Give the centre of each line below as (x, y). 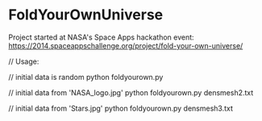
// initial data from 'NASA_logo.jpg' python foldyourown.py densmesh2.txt (131, 92)
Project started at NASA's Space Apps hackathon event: (102, 37)
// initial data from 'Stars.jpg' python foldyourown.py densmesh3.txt (121, 108)
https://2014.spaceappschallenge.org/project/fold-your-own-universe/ (126, 45)
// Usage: (24, 61)
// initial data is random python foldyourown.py (86, 77)
